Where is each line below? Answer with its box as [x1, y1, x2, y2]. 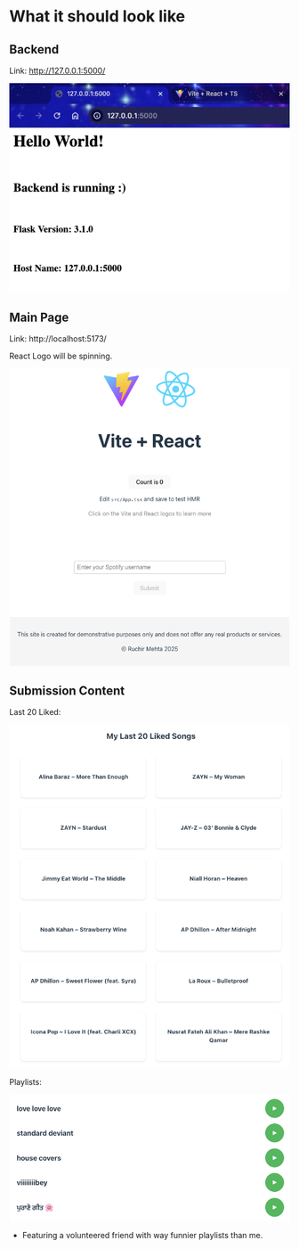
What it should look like [9, 6, 185, 27]
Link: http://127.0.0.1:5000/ [9, 65, 106, 76]
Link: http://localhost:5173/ [9, 333, 107, 344]
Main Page [9, 309, 69, 325]
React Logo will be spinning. [9, 350, 113, 362]
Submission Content [9, 684, 125, 699]
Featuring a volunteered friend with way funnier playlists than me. [21, 1229, 263, 1240]
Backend [9, 42, 60, 57]
